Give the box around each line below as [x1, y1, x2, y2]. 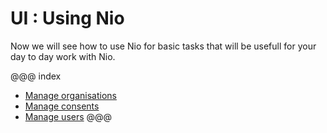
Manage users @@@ [24, 110, 113, 122]
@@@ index [10, 70, 62, 82]
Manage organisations [24, 89, 117, 101]
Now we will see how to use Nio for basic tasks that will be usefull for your [10, 40, 317, 52]
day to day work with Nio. [10, 50, 116, 62]
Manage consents [24, 100, 100, 112]
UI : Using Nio [10, 7, 125, 30]
